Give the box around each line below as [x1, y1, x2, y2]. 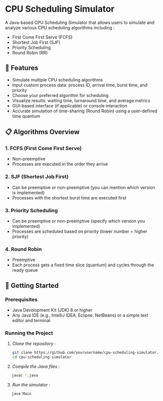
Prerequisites [5, 296, 38, 303]
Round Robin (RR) [12, 50, 48, 56]
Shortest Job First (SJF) [12, 39, 61, 45]
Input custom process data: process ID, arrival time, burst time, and [12, 82, 148, 88]
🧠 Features [5, 64, 39, 72]
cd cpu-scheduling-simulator [12, 355, 72, 360]
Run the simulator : [12, 381, 50, 387]
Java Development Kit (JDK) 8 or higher [12, 307, 93, 313]
